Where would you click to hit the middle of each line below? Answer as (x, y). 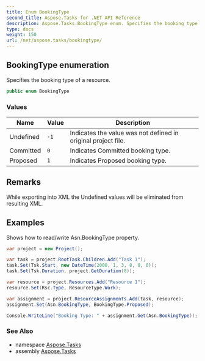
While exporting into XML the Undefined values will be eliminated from (95, 197)
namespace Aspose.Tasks (48, 344)
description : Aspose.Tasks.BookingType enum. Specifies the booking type (102, 23)
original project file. (98, 140)
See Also (20, 331)
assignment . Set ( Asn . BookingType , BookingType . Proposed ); (80, 304)
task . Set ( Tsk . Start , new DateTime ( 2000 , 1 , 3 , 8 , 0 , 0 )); (82, 266)
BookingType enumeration (58, 65)
